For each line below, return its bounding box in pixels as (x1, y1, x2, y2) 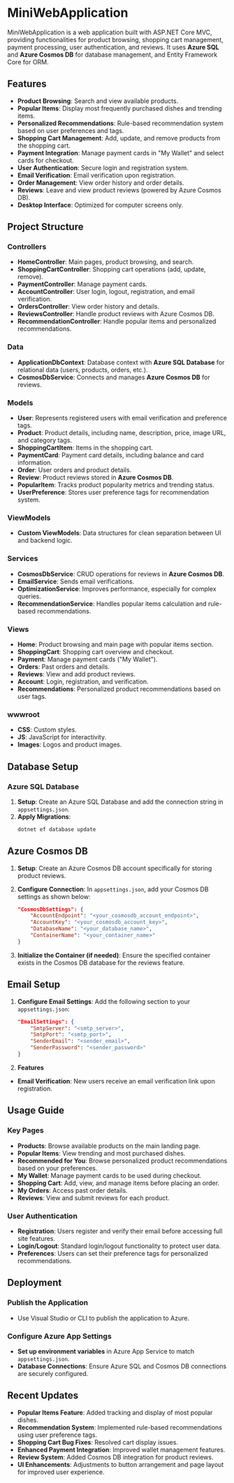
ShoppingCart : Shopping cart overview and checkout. (17, 647, 175, 655)
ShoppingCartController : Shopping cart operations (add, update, (17, 265, 206, 274)
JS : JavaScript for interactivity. (17, 733, 107, 741)
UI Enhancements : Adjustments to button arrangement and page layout (17, 1460, 224, 1468)
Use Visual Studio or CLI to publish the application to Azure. (17, 1314, 190, 1322)
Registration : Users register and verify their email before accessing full (17, 1226, 223, 1235)
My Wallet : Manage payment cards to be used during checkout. (17, 1171, 202, 1179)
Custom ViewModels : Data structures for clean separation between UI (17, 529, 221, 537)
